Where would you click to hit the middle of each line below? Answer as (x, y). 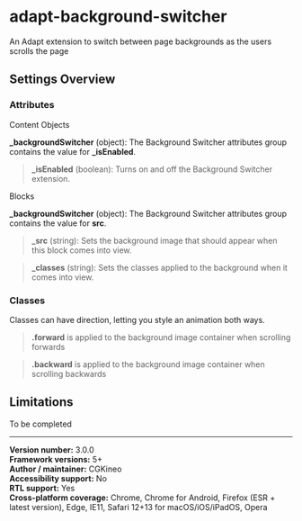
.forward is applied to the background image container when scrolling (161, 337)
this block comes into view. (81, 250)
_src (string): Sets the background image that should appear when (154, 240)
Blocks (22, 196)
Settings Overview (62, 80)
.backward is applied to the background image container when (148, 364)
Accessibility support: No (58, 478)
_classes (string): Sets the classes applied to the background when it (159, 267)
